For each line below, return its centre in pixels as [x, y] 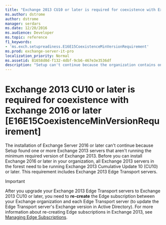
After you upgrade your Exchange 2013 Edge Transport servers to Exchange [83, 191]
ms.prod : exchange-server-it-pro [40, 51]
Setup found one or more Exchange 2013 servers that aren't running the [78, 151]
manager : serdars [23, 24]
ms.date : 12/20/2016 [26, 28]
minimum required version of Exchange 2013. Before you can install [74, 156]
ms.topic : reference [26, 38]
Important [15, 181]
